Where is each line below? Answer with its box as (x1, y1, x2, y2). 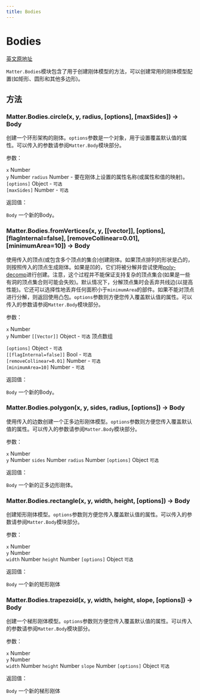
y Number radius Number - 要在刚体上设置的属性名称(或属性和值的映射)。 (6, 174, 188, 181)
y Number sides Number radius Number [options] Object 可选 (6, 456, 159, 463)
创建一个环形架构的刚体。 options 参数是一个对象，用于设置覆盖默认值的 (6, 134, 182, 141)
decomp (6, 271, 27, 278)
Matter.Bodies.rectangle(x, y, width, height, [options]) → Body (6, 497, 190, 505)
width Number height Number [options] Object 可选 (6, 556, 134, 563)
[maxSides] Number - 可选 (6, 186, 69, 194)
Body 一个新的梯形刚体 (6, 687, 61, 695)
